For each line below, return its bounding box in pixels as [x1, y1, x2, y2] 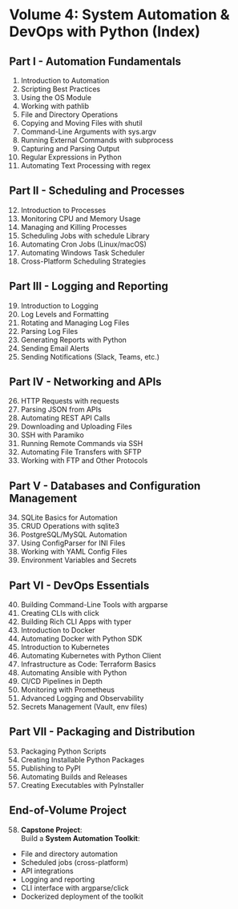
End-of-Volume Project [9, 803, 127, 818]
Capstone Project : [20, 825, 83, 835]
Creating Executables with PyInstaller [20, 780, 144, 790]
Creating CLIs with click [20, 609, 99, 618]
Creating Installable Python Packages [20, 754, 145, 764]
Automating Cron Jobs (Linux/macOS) [20, 239, 147, 249]
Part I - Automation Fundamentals [9, 54, 181, 68]
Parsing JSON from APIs [20, 404, 103, 414]
